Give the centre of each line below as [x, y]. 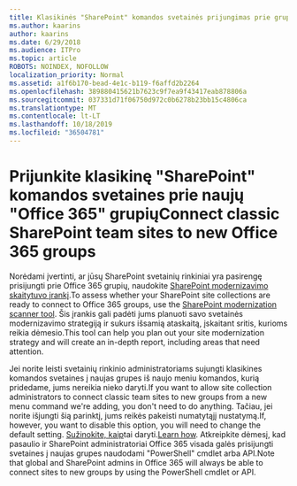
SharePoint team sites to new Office [144, 233]
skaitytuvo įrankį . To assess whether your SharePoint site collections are [140, 295]
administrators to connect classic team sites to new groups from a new [138, 397]
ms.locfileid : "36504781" [57, 133]
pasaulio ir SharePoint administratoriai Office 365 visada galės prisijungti [141, 444]
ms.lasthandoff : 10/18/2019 [61, 125]
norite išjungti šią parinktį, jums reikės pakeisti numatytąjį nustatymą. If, [138, 415]
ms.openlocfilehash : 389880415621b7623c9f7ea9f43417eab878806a [128, 91]
